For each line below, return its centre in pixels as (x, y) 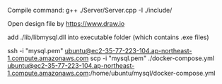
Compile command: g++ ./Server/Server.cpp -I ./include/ (90, 10)
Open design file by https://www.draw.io (66, 23)
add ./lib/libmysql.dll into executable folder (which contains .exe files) (109, 37)
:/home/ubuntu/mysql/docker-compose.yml (152, 73)
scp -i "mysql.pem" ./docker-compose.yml (152, 58)
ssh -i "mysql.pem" (35, 51)
